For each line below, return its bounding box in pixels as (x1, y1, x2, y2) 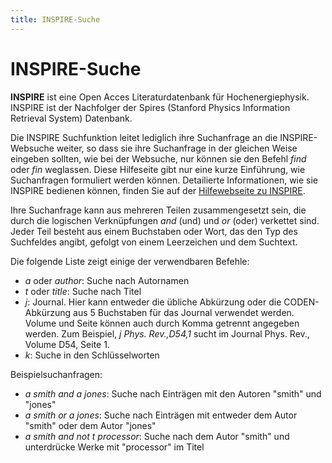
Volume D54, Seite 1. (24, 338, 110, 350)
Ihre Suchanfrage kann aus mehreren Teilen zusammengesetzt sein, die (10, 204, 307, 216)
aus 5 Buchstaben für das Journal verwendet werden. (73, 306, 295, 318)
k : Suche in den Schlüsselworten (24, 349, 160, 361)
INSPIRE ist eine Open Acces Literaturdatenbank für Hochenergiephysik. (10, 91, 310, 103)
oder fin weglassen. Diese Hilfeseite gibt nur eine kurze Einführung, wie (10, 163, 306, 175)
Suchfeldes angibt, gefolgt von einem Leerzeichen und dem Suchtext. (10, 236, 298, 248)
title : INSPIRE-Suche (10, 14, 101, 25)
